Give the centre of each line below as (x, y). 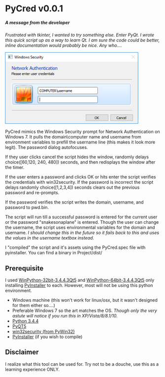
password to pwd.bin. (27, 207)
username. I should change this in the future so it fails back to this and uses (82, 233)
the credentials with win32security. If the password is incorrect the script (79, 182)
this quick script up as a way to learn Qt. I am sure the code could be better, (82, 40)
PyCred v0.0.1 (34, 9)
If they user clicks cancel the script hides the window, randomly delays (77, 157)
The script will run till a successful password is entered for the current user (81, 217)
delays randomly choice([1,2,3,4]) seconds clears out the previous (72, 187)
